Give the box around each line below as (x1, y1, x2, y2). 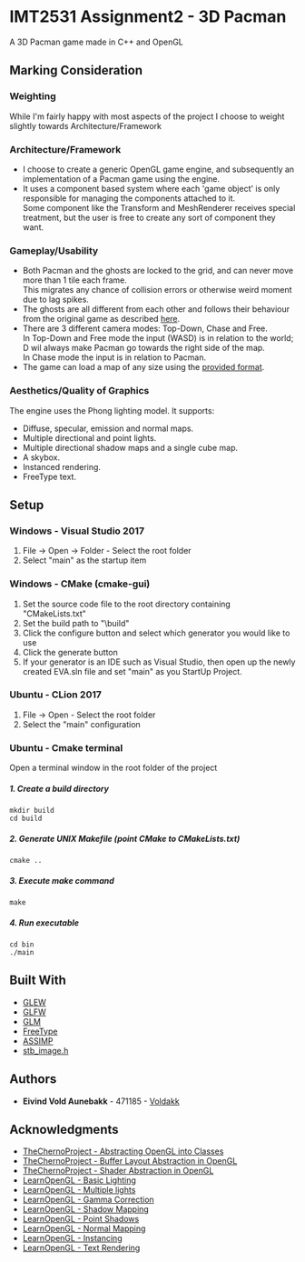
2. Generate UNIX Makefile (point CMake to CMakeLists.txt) (9, 833, 241, 844)
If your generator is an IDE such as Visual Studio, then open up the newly (22, 656, 296, 667)
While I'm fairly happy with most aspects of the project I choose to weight (9, 111, 285, 122)
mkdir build (9, 806, 54, 816)
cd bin (9, 939, 34, 949)
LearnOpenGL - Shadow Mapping (22, 1204, 150, 1215)
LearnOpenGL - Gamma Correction (22, 1194, 154, 1206)
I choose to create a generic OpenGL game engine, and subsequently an (22, 164, 295, 175)
